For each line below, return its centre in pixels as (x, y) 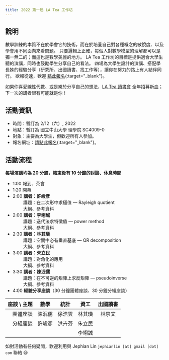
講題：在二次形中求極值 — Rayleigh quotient (69, 202)
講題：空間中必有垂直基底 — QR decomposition (72, 240)
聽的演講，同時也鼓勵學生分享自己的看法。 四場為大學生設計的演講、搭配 (81, 63)
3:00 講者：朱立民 (31, 253)
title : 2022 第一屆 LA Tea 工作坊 (39, 10)
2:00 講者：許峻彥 (31, 196)
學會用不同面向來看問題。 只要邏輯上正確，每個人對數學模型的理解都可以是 (83, 51)
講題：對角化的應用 (43, 259)
